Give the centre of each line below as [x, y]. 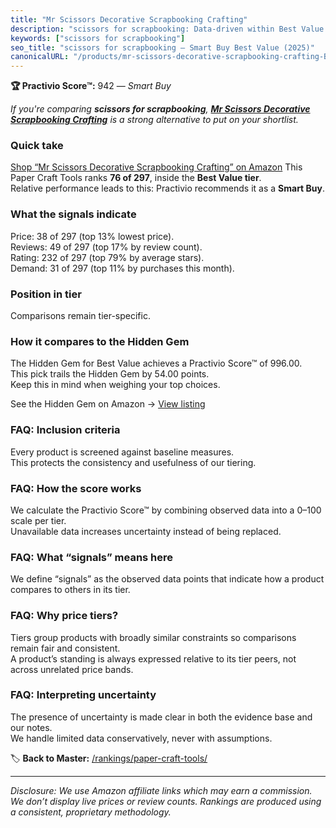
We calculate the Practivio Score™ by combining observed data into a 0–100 [166, 510]
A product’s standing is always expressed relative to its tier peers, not [153, 658]
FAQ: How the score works [76, 488]
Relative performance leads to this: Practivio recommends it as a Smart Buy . [168, 188]
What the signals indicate [73, 214]
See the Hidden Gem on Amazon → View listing [108, 404]
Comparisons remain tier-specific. [80, 316]
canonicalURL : [40, 57]
